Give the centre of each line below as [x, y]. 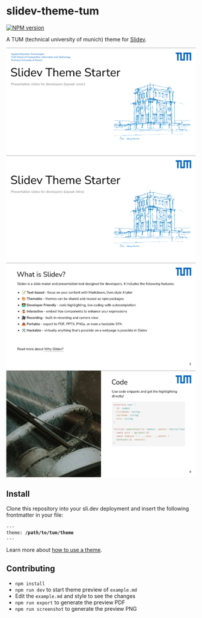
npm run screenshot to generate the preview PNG [76, 608]
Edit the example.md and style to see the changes [75, 596]
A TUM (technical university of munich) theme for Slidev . [77, 39]
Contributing [31, 569]
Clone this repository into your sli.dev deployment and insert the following [98, 508]
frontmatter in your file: [35, 515]
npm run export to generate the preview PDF [70, 602]
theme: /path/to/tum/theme [40, 533]
